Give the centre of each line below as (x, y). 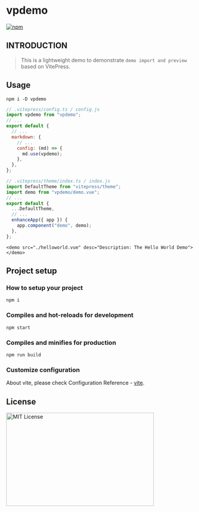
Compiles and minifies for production (61, 343)
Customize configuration (43, 369)
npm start (18, 328)
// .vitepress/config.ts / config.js (53, 109)
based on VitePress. (45, 66)
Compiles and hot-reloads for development (70, 315)
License (21, 401)
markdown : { (27, 137)
